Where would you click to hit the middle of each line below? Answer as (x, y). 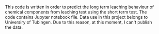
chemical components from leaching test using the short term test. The (76, 12)
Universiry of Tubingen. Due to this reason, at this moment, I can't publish (79, 22)
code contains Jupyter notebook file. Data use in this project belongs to (77, 17)
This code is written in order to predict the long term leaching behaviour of (79, 7)
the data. (14, 27)
